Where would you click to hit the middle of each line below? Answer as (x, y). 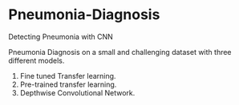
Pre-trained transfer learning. (68, 84)
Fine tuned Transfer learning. (68, 76)
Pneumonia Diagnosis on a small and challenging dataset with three (120, 52)
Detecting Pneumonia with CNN (61, 37)
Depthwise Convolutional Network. (77, 92)
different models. (36, 60)
